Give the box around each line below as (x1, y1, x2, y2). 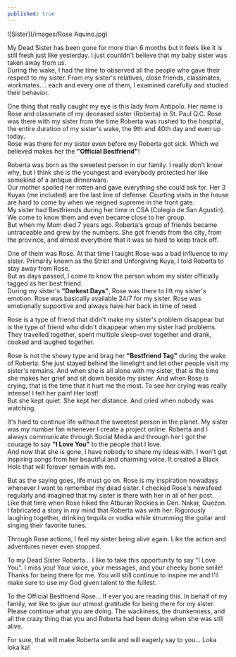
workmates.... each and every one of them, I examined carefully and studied (7, 80, 228, 89)
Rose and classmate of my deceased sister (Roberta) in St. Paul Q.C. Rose (7, 109, 222, 118)
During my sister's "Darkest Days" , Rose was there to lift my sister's (7, 286, 206, 295)
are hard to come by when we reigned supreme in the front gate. (7, 198, 195, 207)
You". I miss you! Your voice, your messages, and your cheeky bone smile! (7, 563, 223, 572)
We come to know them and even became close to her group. (7, 213, 187, 221)
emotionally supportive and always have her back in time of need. (7, 301, 199, 310)
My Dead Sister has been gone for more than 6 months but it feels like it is (7, 43, 223, 51)
